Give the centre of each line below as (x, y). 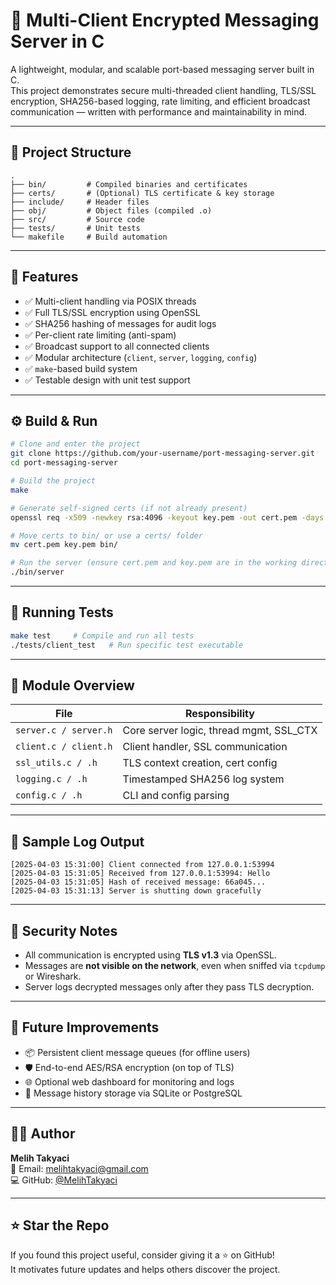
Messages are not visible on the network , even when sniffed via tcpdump (175, 965)
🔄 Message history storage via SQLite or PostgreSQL (133, 1093)
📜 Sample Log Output (77, 841)
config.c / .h (49, 795)
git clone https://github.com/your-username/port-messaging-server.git (162, 454)
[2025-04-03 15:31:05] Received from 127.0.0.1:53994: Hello (140, 874)
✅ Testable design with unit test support (107, 380)
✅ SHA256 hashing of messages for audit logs (120, 323)
